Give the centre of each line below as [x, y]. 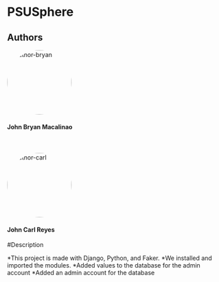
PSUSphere [41, 12]
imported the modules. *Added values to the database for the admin [104, 265]
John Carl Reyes [31, 229]
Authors [25, 37]
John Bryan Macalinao [40, 127]
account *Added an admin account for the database [81, 273]
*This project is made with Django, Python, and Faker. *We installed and [110, 258]
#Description [25, 245]
